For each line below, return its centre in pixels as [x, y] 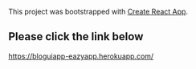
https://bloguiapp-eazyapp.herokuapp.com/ [81, 56]
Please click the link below [76, 37]
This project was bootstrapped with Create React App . [98, 12]
